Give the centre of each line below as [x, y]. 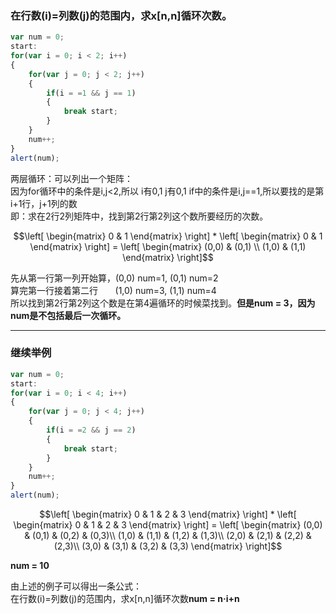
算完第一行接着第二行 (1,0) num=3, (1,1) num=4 [113, 290]
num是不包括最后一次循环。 [68, 315]
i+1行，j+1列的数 [44, 203]
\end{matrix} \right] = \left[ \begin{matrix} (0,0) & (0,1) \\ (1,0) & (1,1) [168, 246]
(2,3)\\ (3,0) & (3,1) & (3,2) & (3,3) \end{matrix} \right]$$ [168, 546]
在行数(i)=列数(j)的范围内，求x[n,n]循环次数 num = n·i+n [125, 599]
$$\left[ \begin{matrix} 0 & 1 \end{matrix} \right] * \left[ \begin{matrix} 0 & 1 [168, 236]
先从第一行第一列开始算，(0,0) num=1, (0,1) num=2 [114, 278]
